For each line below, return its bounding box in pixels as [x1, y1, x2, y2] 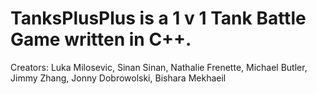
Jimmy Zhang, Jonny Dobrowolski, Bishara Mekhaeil [10, 72, 227, 84]
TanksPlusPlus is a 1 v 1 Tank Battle [10, 7, 307, 30]
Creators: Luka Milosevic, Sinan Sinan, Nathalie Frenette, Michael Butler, [10, 61, 308, 73]
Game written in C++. [10, 28, 192, 51]
